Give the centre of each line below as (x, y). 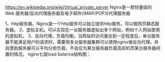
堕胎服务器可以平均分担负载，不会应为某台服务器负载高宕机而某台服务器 (82, 48)
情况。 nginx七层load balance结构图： (52, 54)
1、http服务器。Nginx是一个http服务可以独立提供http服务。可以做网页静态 (80, 24)
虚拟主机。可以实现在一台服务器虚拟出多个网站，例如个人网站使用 (93, 30)
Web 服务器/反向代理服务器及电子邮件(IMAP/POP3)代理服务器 (68, 13)
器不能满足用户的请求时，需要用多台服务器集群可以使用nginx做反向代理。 (80, 42)
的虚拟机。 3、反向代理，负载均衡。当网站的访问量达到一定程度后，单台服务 (82, 36)
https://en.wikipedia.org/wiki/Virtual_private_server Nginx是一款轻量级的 (79, 7)
